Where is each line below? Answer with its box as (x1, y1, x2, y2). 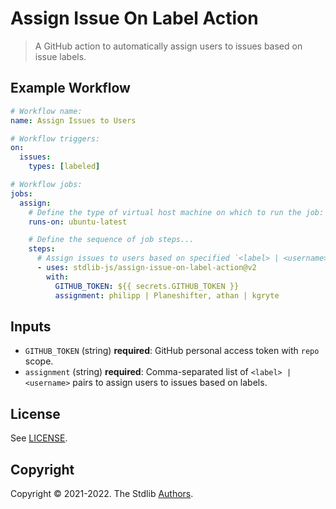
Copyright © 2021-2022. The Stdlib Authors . (10, 487, 194, 499)
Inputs (10, 318, 52, 335)
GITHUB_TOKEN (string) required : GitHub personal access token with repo (24, 345, 320, 357)
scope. (24, 355, 54, 367)
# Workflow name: (10, 106, 83, 116)
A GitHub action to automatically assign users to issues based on (34, 40, 303, 52)
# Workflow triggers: (10, 133, 101, 144)
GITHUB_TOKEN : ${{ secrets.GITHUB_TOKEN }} (54, 281, 240, 291)
